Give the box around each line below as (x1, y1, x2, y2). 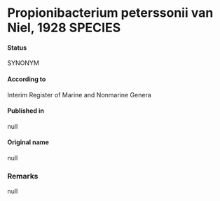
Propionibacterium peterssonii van (7, 5, 214, 21)
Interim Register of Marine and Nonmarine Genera (7, 90, 152, 99)
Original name (7, 138, 49, 146)
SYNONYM (7, 59, 40, 67)
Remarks (7, 171, 39, 181)
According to (7, 75, 46, 83)
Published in (7, 106, 44, 115)
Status (7, 43, 27, 52)
